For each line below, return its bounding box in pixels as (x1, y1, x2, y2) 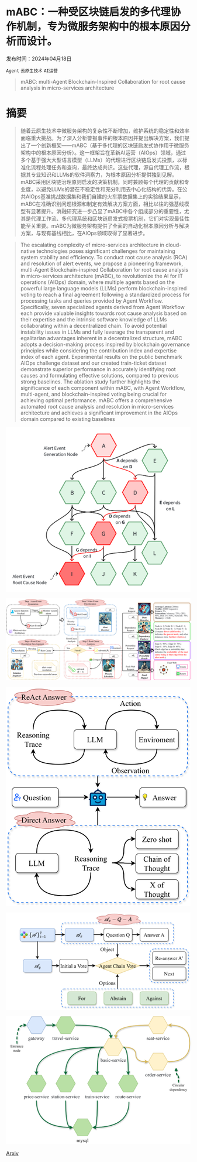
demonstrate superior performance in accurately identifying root (20, 365, 177, 372)
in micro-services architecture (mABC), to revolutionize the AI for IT (20, 272, 183, 279)
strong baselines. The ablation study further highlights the (20, 378, 161, 385)
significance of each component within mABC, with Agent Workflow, (20, 384, 185, 391)
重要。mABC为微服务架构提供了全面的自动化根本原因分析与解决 (36, 222, 190, 229)
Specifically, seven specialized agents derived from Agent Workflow (20, 303, 185, 310)
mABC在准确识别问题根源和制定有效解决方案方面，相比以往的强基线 (20, 200, 185, 207)
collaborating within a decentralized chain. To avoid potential (20, 322, 167, 329)
